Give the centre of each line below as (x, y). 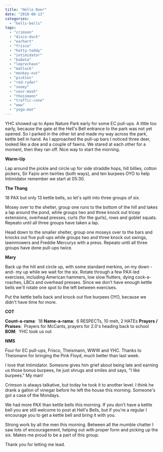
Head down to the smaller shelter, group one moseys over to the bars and (79, 232)
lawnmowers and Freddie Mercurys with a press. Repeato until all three (76, 242)
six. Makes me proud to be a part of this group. (52, 435)
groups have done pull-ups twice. (39, 248)
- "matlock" (22, 69)
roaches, (14, 282)
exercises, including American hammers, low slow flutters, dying (70, 277)
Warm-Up (15, 159)
